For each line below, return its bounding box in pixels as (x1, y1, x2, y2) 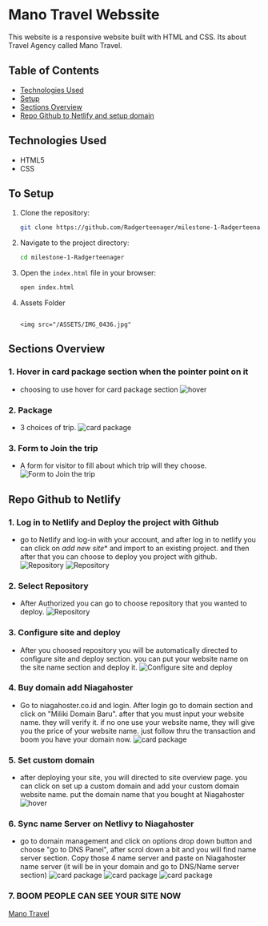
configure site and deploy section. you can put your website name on (19, 654, 249, 663)
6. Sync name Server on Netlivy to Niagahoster (8, 819, 194, 830)
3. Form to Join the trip (8, 442, 98, 453)
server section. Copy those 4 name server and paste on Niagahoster (19, 853, 246, 863)
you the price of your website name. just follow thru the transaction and (19, 726, 256, 735)
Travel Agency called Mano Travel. (8, 40, 122, 50)
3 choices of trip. (19, 422, 77, 432)
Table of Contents (8, 64, 100, 78)
